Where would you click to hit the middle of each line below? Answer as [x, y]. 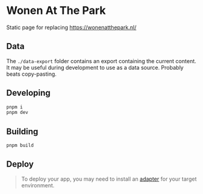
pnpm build [20, 145]
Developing [28, 93]
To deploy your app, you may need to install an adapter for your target [109, 179]
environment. [38, 185]
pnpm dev [17, 113]
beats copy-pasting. [31, 74]
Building [22, 131]
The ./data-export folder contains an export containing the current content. [101, 61]
